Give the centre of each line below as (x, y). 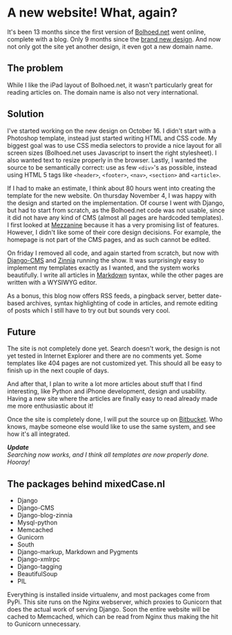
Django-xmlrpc (38, 559)
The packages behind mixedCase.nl (86, 484)
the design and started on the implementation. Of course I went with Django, (116, 202)
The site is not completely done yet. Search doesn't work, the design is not (114, 349)
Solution (26, 114)
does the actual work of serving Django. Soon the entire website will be (109, 609)
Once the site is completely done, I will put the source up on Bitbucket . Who (115, 419)
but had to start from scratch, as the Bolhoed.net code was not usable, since (116, 210)
